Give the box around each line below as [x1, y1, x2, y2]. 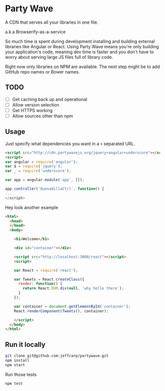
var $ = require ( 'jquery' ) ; [5, 164, 63, 169]
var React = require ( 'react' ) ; [14, 268, 78, 273]
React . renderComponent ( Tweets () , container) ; [14, 309, 109, 314]
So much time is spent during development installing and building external [5, 38, 155, 44]
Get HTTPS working [12, 107, 53, 113]
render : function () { [18, 282, 63, 286]
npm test [5, 381, 23, 386]
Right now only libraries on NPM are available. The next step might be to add [5, 64, 160, 70]
